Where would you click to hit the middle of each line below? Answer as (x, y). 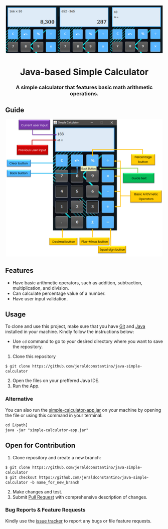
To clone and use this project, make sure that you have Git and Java (75, 326)
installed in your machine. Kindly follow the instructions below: (70, 332)
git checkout (23, 477)
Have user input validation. (40, 298)
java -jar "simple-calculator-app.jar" (47, 430)
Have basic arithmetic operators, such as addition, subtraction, (77, 283)
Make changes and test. (37, 491)
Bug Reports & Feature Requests (45, 510)
